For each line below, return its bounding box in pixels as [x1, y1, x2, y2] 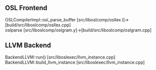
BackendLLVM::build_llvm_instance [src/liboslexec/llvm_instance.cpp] [5, 59, 145, 65]
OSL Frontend [5, 4, 47, 12]
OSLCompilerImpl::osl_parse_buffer [5, 17, 76, 22]
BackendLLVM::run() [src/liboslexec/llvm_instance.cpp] [5, 54, 116, 60]
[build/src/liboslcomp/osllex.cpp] [5, 22, 71, 28]
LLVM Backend [5, 41, 51, 50]
